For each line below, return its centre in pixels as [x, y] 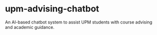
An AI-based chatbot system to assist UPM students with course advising [79, 22]
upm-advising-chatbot [52, 9]
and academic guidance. [30, 27]
